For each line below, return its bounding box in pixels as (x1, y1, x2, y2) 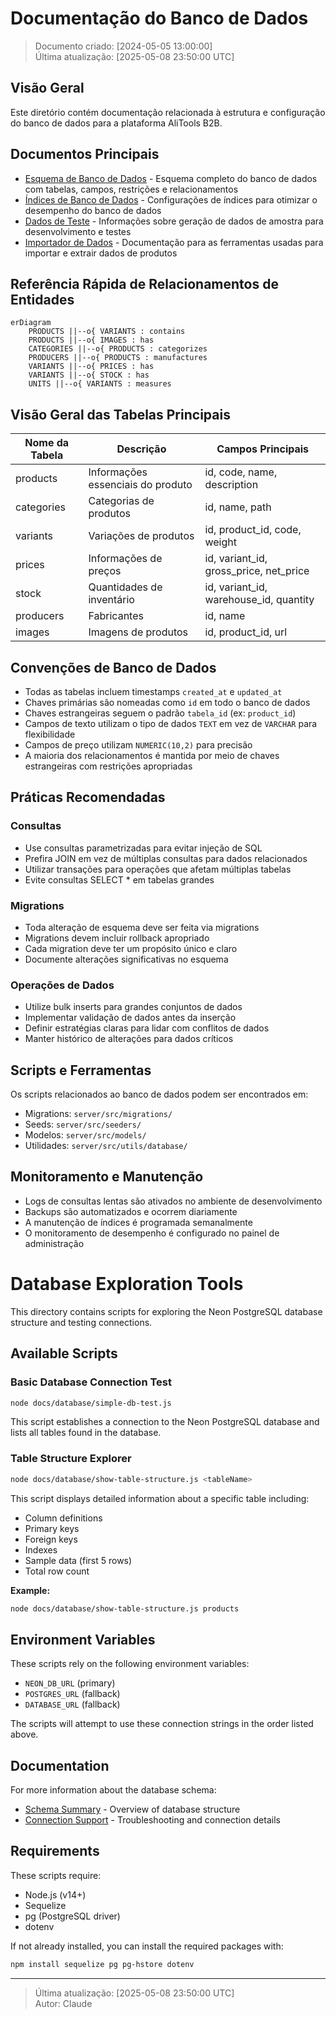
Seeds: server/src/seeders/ (24, 1118, 142, 1131)
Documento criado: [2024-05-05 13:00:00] (34, 40, 213, 52)
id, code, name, (204, 465, 278, 479)
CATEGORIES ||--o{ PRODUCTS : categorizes (28, 344, 208, 354)
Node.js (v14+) (24, 1888, 87, 1901)
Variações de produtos (88, 529, 195, 543)
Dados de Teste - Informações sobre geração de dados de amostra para (24, 215, 324, 227)
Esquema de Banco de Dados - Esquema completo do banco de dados (24, 172, 318, 184)
